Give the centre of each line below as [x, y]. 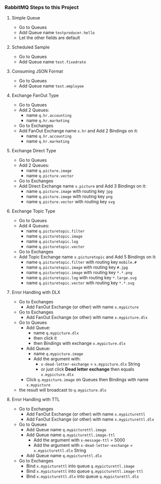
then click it [45, 338]
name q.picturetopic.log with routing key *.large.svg [81, 278]
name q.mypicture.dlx [56, 333]
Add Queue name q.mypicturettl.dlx [64, 456]
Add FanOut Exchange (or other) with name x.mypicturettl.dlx [90, 420]
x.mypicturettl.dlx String [60, 450]
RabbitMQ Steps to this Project [42, 7]
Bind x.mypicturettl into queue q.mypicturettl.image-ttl [85, 471]
